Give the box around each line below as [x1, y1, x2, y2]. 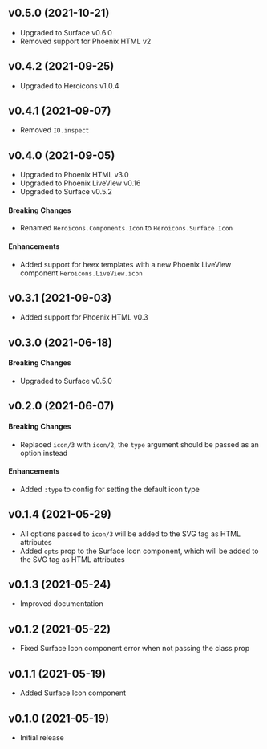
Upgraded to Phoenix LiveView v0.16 [19, 178, 141, 188]
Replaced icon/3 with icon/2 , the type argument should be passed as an [19, 439, 259, 449]
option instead [19, 448, 68, 458]
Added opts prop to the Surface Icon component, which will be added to [19, 546, 259, 556]
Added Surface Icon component [19, 688, 127, 698]
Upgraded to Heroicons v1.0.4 [19, 80, 119, 91]
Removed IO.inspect [19, 125, 90, 135]
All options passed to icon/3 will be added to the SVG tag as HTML [19, 529, 241, 539]
